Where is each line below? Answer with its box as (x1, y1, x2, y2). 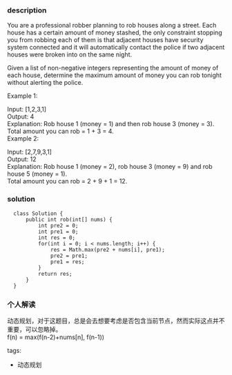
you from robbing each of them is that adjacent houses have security (7, 36, 204, 44)
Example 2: (7, 134, 39, 143)
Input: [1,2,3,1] (7, 105, 47, 114)
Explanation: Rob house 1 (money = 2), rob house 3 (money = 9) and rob (7, 163, 213, 171)
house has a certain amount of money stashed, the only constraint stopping (7, 28, 222, 37)
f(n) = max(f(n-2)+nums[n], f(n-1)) (7, 333, 105, 341)
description (7, 6, 47, 15)
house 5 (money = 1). (7, 170, 68, 178)
